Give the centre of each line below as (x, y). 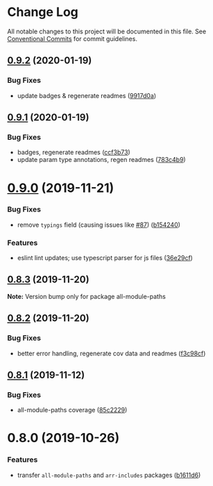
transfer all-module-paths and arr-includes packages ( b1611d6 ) (109, 475)
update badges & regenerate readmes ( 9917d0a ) (87, 95)
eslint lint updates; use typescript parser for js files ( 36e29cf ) (105, 258)
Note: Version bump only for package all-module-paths (87, 296)
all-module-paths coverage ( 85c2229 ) (72, 410)
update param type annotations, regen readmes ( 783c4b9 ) (101, 160)
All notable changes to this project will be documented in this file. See (107, 31)
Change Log (43, 12)
